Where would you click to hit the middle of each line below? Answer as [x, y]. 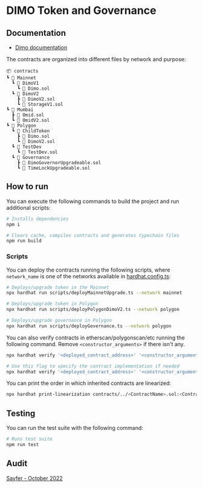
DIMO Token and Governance [81, 11]
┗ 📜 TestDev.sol [38, 152]
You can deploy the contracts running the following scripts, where [88, 270]
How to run [27, 186]
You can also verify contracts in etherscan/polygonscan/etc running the [96, 338]
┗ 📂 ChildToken [31, 131]
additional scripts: [28, 207]
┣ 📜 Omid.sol [28, 115]
